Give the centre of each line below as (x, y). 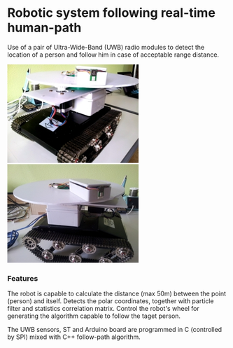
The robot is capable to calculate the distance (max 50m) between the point (116, 294)
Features (23, 278)
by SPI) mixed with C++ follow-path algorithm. (74, 337)
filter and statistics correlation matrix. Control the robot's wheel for (103, 309)
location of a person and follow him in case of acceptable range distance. (113, 55)
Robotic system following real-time (111, 13)
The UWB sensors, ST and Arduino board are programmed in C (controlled (115, 330)
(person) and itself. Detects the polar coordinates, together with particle (111, 301)
